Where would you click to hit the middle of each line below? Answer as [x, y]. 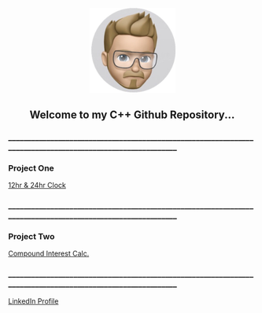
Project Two [31, 237]
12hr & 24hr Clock [37, 186]
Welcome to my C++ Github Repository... [132, 114]
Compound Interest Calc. [49, 254]
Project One [31, 168]
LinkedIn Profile [33, 301]
